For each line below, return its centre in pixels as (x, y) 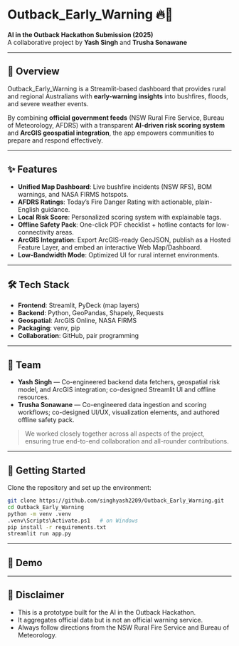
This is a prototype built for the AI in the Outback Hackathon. (107, 612)
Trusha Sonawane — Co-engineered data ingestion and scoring (112, 405)
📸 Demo (25, 563)
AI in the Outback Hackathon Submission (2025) (80, 34)
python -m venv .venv (39, 514)
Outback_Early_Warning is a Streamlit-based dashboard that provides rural (117, 88)
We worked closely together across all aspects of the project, (115, 434)
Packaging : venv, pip (49, 328)
